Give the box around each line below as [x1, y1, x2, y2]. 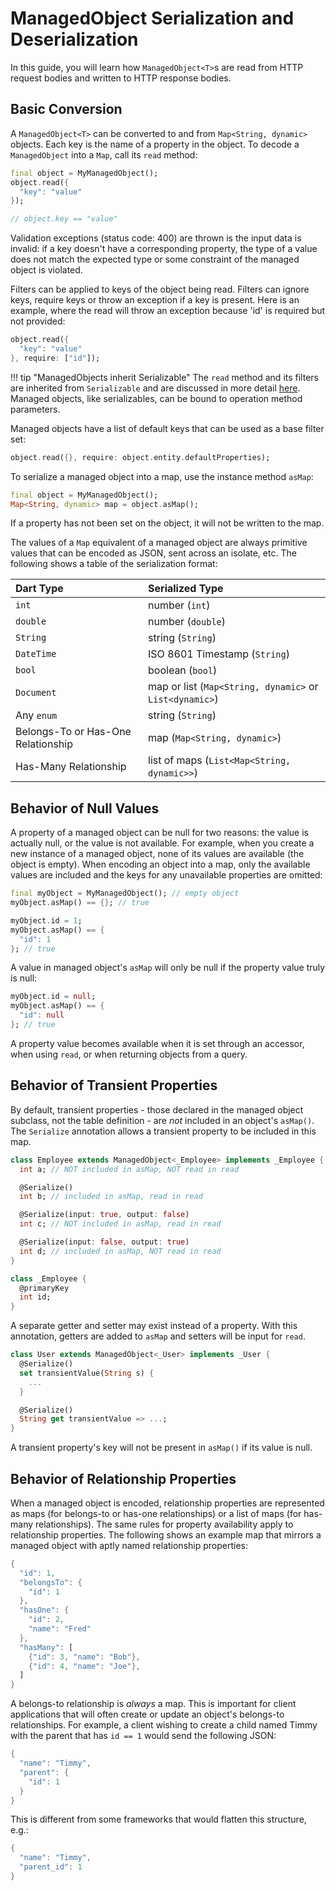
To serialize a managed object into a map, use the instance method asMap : [10, 470, 314, 482]
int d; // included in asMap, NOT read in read [19, 1246, 222, 1256]
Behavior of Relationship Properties [10, 1470, 237, 1487]
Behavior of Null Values [10, 800, 160, 817]
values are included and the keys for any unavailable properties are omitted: [10, 869, 323, 881]
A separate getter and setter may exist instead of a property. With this [10, 1320, 298, 1332]
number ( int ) [148, 598, 211, 612]
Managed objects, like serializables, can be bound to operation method [10, 392, 303, 404]
